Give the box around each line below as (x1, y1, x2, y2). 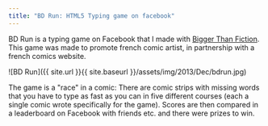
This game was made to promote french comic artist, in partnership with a (8, 42, 255, 52)
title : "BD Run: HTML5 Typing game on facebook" (8, 11, 175, 20)
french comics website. (8, 51, 86, 61)
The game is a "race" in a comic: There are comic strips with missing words (8, 82, 260, 92)
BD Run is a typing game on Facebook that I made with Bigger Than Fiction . (8, 34, 260, 44)
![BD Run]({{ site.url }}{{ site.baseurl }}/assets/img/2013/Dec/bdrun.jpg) (8, 66, 247, 77)
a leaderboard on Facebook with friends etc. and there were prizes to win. (8, 108, 255, 118)
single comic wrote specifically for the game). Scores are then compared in (8, 99, 259, 109)
